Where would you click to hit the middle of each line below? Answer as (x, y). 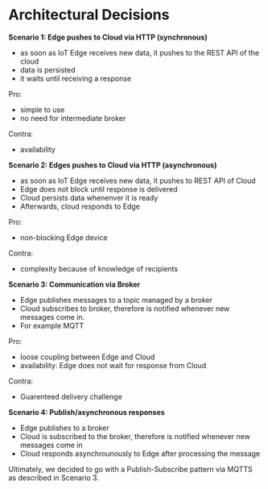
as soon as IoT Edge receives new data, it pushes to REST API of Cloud (138, 180)
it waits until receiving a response (76, 78)
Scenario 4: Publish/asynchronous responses (87, 412)
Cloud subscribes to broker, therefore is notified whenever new (125, 309)
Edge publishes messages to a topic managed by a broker (116, 300)
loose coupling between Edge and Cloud (87, 357)
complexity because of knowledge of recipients (99, 268)
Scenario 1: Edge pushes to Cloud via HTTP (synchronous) (108, 37)
